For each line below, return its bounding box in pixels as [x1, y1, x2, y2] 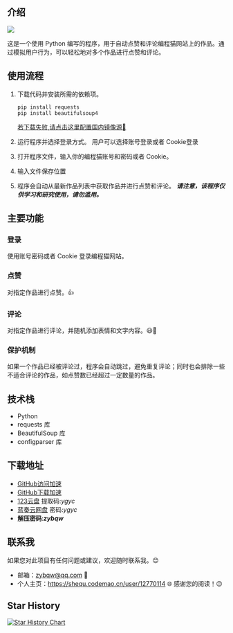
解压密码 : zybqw [17, 514, 64, 522]
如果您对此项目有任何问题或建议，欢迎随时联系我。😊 [7, 556, 159, 564]
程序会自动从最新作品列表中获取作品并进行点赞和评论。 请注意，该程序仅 [17, 181, 225, 190]
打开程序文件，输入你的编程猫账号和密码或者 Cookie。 [17, 152, 173, 161]
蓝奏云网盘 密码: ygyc [17, 505, 77, 514]
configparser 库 [17, 438, 62, 446]
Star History [7, 600, 61, 612]
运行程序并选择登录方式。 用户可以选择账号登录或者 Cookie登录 [17, 137, 198, 145]
